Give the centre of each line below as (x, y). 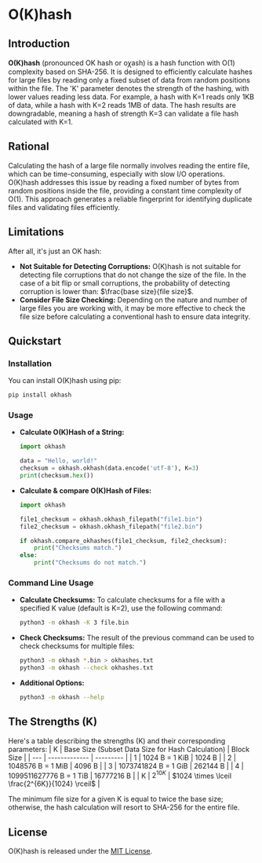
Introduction (39, 44)
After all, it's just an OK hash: (55, 251)
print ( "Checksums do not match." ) (90, 563)
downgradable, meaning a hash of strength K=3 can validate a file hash (124, 113)
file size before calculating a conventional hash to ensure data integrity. (135, 316)
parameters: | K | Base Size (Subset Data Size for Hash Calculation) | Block (129, 749)
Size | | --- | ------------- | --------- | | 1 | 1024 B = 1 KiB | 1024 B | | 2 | (122, 758)
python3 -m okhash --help (62, 698)
